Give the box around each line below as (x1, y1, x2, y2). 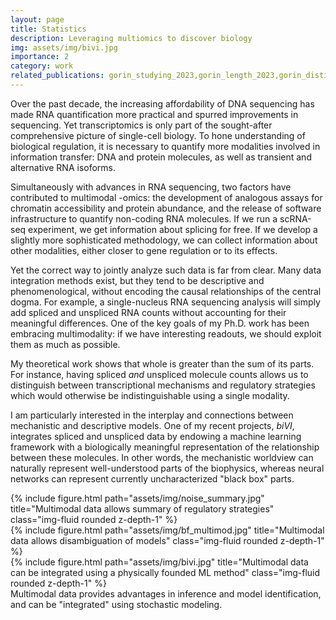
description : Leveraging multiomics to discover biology (10, 33, 253, 43)
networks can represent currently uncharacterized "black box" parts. (10, 472, 295, 485)
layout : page (10, 14, 65, 25)
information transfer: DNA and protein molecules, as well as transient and (10, 151, 312, 163)
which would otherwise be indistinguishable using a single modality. (10, 389, 290, 401)
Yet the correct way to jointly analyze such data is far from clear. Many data (10, 264, 322, 276)
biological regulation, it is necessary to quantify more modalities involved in (10, 140, 321, 152)
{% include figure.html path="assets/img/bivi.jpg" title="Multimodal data (10, 556, 309, 568)
